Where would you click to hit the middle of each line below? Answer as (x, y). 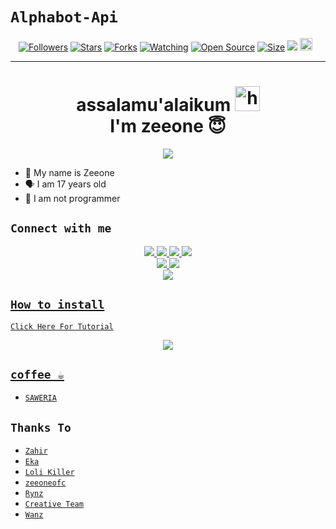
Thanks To (41, 427)
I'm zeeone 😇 (168, 126)
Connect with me (61, 228)
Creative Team (54, 504)
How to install (57, 305)
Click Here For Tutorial (62, 326)
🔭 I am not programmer (72, 198)
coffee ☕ (37, 374)
